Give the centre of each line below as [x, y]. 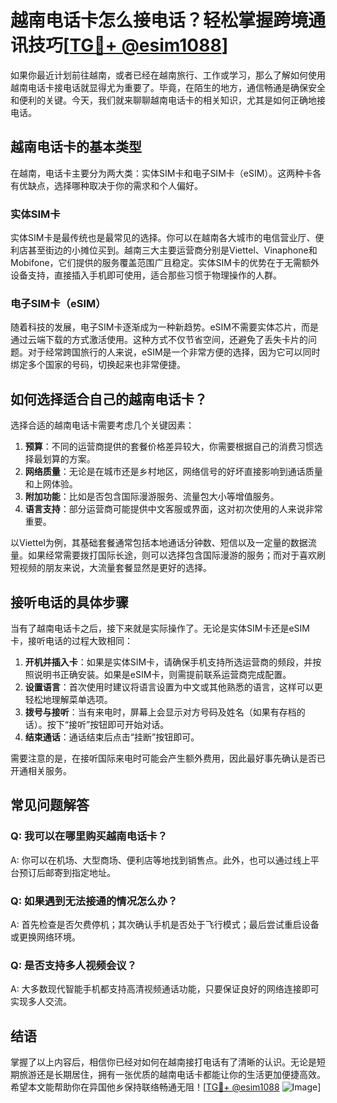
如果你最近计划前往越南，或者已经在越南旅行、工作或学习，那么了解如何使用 [168, 75]
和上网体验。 [51, 484]
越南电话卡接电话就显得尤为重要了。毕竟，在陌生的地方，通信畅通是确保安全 [168, 87]
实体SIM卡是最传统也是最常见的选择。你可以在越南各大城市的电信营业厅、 [163, 238]
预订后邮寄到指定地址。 [67, 872]
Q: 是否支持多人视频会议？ [73, 965]
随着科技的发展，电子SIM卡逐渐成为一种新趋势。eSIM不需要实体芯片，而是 [164, 327]
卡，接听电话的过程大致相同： [71, 640]
